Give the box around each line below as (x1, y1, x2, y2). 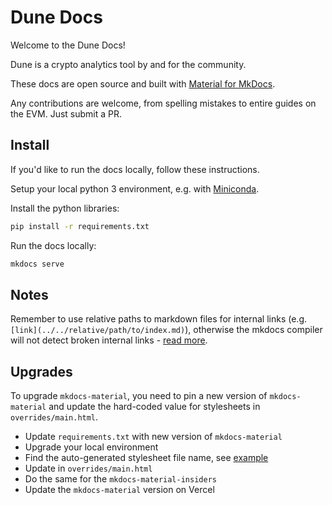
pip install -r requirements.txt (10, 221, 150, 231)
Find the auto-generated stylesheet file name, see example (24, 452, 269, 464)
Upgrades (10, 363, 73, 380)
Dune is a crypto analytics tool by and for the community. (10, 58, 247, 70)
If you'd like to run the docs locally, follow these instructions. (10, 163, 260, 175)
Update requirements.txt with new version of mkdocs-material (24, 431, 283, 443)
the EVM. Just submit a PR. (10, 107, 123, 120)
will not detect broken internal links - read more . (10, 334, 208, 346)
